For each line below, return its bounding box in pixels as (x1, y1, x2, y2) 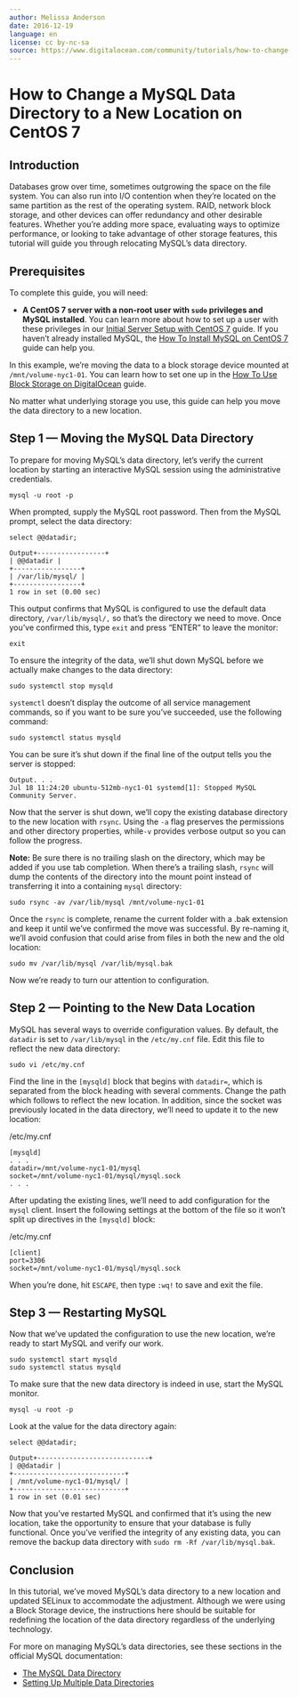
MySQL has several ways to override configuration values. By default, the (9, 1024, 279, 1035)
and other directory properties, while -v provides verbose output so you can (9, 825, 287, 836)
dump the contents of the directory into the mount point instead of (9, 871, 252, 882)
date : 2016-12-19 (9, 21, 74, 30)
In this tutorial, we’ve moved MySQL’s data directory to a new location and (9, 1586, 281, 1597)
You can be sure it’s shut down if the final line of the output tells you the (9, 748, 272, 759)
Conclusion (9, 1563, 75, 1578)
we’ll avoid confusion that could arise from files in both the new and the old (9, 932, 285, 943)
